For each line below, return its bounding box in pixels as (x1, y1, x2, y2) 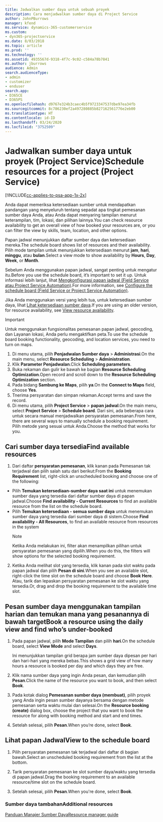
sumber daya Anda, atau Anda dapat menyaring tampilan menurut (5, 212, 137, 218)
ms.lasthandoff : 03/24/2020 (5, 120, 62, 125)
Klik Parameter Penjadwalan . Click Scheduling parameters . (12, 361, 132, 367)
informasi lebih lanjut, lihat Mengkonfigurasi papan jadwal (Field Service (5, 277, 149, 283)
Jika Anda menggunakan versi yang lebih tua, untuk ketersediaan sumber (5, 297, 152, 303)
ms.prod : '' (5, 48, 29, 52)
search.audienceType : (5, 70, 49, 75)
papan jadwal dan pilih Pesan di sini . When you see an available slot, (12, 568, 149, 573)
